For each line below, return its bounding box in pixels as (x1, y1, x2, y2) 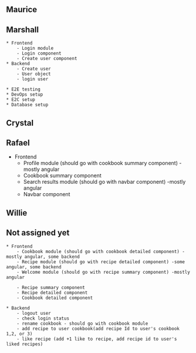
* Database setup (6, 102, 49, 108)
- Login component (16, 51, 62, 56)
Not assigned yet (6, 228, 70, 238)
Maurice (6, 5, 38, 15)
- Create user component (16, 56, 77, 62)
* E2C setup (6, 97, 35, 103)
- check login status (16, 315, 69, 321)
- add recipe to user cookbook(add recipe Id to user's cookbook (16, 325, 180, 331)
